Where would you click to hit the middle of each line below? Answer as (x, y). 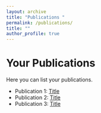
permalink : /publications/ (40, 23)
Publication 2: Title (38, 98)
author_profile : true (33, 34)
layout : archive (26, 12)
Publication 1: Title (37, 91)
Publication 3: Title (38, 104)
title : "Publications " (36, 17)
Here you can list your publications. (50, 80)
